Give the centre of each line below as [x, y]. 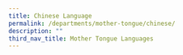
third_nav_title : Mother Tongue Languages [81, 38]
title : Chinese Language [50, 16]
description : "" [36, 31]
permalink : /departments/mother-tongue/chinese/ [92, 23]
